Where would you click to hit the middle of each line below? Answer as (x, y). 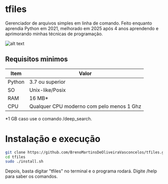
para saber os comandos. (31, 176)
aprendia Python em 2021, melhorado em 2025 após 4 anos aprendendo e (82, 28)
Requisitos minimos (37, 59)
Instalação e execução (53, 139)
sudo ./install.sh (24, 161)
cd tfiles (15, 157)
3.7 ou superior (47, 82)
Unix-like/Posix (47, 90)
